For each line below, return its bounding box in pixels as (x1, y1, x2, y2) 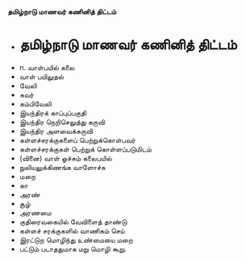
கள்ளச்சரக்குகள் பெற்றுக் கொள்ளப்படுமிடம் (19, 144, 152, 154)
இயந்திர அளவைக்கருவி (19, 126, 94, 135)
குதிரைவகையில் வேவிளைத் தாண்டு (19, 217, 127, 227)
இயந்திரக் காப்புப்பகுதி (19, 108, 87, 118)
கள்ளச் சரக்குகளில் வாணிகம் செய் (19, 226, 125, 235)
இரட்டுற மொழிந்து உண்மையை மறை (19, 235, 134, 244)
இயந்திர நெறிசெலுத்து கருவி (19, 117, 106, 127)
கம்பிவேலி (19, 98, 52, 108)
